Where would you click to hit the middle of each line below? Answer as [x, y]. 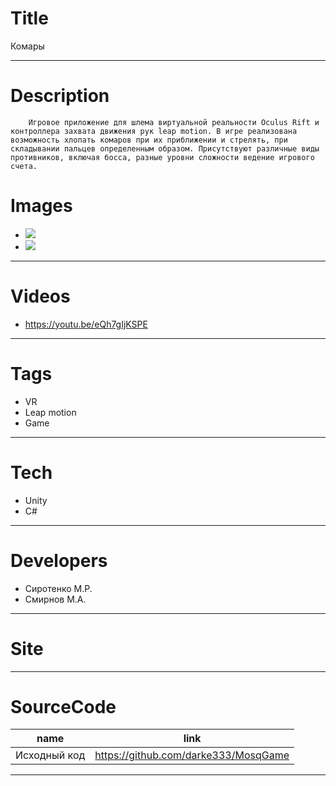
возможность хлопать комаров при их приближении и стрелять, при [149, 140]
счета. [24, 166]
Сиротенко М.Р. [58, 588]
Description [60, 96]
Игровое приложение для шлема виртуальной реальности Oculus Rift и [174, 122]
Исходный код [50, 755]
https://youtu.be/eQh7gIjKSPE [86, 324]
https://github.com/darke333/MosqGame [192, 755]
